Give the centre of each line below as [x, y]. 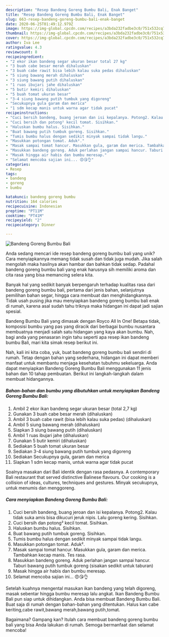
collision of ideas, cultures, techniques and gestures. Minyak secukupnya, [82, 482]
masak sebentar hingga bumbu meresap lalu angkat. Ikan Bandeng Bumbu [83, 593]
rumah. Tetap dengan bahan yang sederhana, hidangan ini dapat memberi [82, 358]
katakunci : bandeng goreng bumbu [41, 197]
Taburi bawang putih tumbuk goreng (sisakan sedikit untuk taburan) [83, 565]
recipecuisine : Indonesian [34, 206]
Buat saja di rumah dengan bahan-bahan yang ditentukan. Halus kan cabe [82, 604]
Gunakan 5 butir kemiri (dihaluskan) [50, 441]
